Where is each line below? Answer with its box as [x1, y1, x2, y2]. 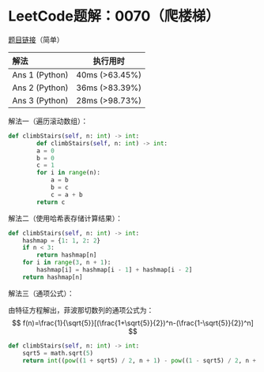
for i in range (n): [36, 169, 101, 177]
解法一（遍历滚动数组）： [8, 116, 89, 126]
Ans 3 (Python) [12, 95, 69, 106]
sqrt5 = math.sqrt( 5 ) [22, 349, 93, 357]
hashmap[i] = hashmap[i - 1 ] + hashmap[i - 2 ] [36, 266, 193, 274]
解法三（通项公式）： [8, 288, 74, 298]
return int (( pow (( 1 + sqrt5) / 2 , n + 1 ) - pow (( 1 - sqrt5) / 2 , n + [22, 356, 257, 364]
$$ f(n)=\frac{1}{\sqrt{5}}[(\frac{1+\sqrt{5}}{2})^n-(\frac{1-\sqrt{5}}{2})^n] [11, 318, 255, 328]
